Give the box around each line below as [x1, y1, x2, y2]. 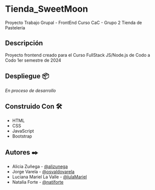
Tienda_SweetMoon [5, 3, 88, 15]
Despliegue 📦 [5, 72, 49, 80]
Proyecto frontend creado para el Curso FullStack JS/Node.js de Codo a [5, 52, 151, 58]
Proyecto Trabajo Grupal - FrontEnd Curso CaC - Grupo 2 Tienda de [5, 20, 142, 25]
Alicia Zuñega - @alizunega [12, 164, 68, 169]
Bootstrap [12, 133, 32, 139]
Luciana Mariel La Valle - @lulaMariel [12, 174, 87, 180]
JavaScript [12, 128, 34, 134]
